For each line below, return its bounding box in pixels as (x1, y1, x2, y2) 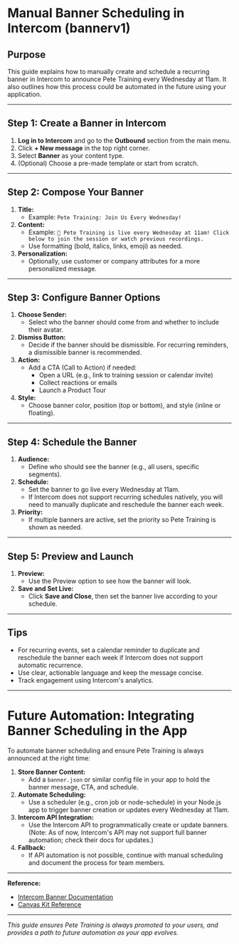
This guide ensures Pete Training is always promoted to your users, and (7, 921, 218, 929)
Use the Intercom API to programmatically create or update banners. (28, 820, 229, 829)
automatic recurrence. (17, 661, 83, 669)
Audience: (17, 455, 50, 463)
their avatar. (28, 325, 64, 334)
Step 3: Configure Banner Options (7, 292, 161, 304)
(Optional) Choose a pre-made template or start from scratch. (17, 159, 199, 167)
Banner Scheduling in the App (7, 723, 188, 739)
